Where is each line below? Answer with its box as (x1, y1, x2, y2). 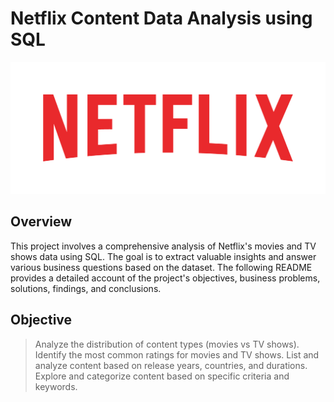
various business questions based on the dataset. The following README (10, 261, 313, 273)
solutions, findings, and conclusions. (10, 282, 162, 294)
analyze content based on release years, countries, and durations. (34, 359, 308, 371)
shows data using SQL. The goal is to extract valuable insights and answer (10, 250, 317, 262)
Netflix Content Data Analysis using (10, 7, 313, 30)
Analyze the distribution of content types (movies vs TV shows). (34, 338, 300, 350)
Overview (10, 213, 73, 231)
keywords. (34, 380, 78, 392)
